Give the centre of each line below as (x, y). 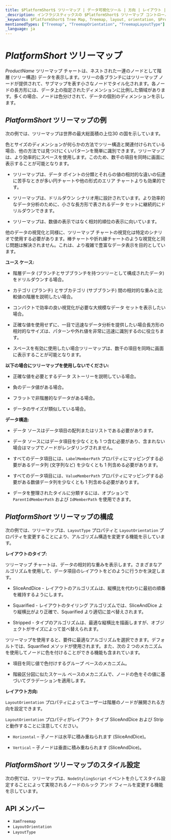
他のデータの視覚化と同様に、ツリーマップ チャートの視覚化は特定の (77, 232)
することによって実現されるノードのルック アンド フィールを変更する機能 (86, 784)
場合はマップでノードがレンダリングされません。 (64, 448)
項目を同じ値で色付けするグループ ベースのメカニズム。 (71, 663)
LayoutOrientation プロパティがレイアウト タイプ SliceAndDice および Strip (84, 719)
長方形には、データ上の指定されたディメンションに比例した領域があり (88, 90)
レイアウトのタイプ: (26, 554)
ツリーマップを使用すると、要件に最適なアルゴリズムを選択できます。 (78, 640)
